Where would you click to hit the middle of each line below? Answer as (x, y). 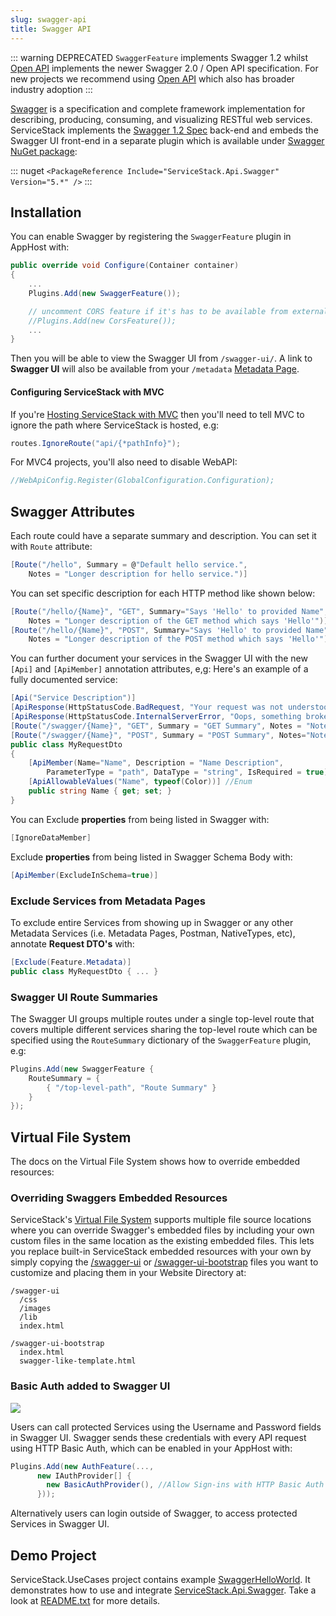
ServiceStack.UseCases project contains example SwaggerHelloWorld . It (160, 1580)
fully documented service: (64, 680)
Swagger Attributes (72, 511)
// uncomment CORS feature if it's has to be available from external (178, 311)
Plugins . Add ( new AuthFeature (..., (82, 1466)
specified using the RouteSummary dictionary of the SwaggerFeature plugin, (161, 1040)
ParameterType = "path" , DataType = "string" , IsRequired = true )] (189, 772)
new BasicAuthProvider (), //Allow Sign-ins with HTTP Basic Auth (185, 1485)
